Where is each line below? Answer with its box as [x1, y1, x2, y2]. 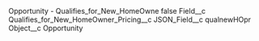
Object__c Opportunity [8, 23, 83, 33]
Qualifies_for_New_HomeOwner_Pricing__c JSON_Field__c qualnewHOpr [8, 14, 252, 24]
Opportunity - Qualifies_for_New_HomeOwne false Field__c [8, 6, 206, 15]
